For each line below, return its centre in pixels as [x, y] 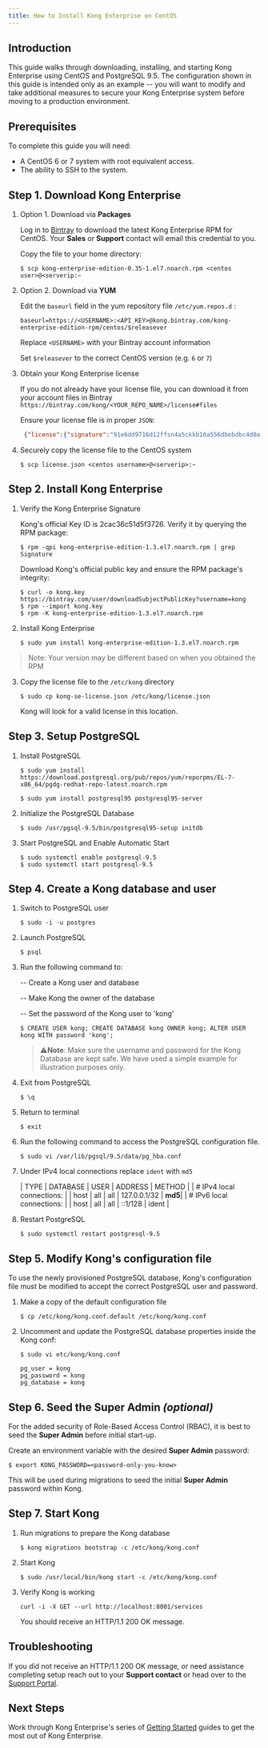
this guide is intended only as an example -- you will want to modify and [127, 84]
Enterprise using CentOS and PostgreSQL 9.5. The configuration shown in [130, 76]
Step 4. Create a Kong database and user [112, 888]
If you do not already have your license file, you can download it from [134, 389]
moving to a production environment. [69, 102]
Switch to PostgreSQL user [64, 908]
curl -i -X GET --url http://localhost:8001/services [111, 1606]
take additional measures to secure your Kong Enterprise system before [127, 93]
